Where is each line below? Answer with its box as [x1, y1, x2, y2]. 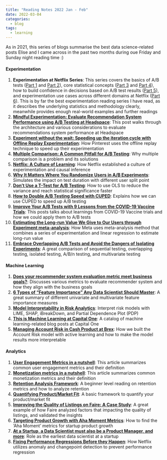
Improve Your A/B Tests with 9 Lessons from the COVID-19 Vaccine [12, 204, 155, 210]
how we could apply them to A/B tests [12, 214, 91, 220]
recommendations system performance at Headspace [12, 130, 124, 136]
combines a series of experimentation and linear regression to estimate [12, 230, 159, 236]
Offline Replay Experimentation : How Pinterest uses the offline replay [12, 140, 157, 147]
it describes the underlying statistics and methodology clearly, [12, 103, 141, 109]
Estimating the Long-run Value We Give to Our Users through [12, 220, 142, 226]
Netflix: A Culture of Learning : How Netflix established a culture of [12, 161, 151, 167]
